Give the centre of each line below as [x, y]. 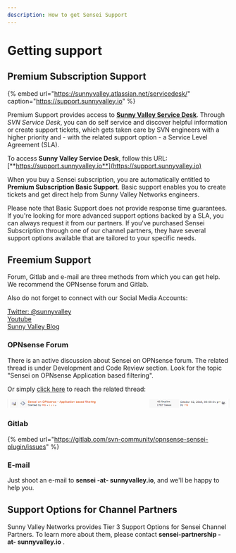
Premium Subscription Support [77, 76]
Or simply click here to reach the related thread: [77, 389]
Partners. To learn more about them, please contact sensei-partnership [112, 534]
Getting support [55, 50]
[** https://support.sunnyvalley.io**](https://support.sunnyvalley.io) [105, 166]
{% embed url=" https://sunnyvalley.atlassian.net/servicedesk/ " [99, 93]
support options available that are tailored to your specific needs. [102, 238]
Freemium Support [49, 260]
